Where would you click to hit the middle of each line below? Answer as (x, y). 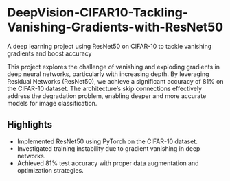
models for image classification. (52, 103)
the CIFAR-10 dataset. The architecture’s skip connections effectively (105, 88)
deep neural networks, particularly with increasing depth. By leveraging (108, 74)
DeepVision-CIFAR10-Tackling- (98, 13)
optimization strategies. (50, 170)
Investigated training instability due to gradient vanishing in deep (108, 148)
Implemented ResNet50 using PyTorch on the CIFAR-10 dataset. (107, 141)
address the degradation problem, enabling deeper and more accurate (107, 96)
